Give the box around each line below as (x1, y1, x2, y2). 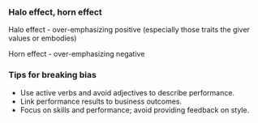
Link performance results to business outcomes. (19, 96, 183, 106)
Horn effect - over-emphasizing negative (8, 49, 145, 59)
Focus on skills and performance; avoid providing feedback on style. (19, 104, 250, 115)
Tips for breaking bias (8, 70, 97, 81)
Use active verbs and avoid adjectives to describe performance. (19, 87, 235, 97)
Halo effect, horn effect (8, 6, 103, 18)
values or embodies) (8, 33, 77, 43)
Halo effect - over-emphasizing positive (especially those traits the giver (8, 25, 250, 35)
